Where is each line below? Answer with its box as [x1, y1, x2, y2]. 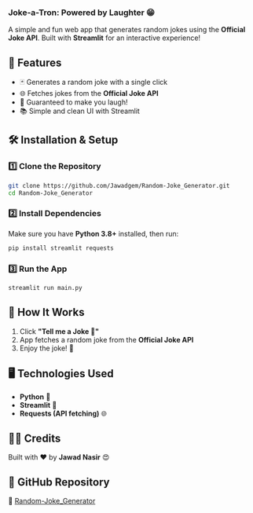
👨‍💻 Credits [8, 431, 61, 445]
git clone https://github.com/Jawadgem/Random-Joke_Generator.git [8, 181, 230, 189]
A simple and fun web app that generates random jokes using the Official [8, 25, 246, 35]
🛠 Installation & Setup [8, 133, 119, 146]
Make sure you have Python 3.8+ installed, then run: [8, 229, 179, 238]
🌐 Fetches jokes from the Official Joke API [19, 89, 159, 98]
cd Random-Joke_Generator [8, 189, 93, 197]
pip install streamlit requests [8, 244, 114, 252]
